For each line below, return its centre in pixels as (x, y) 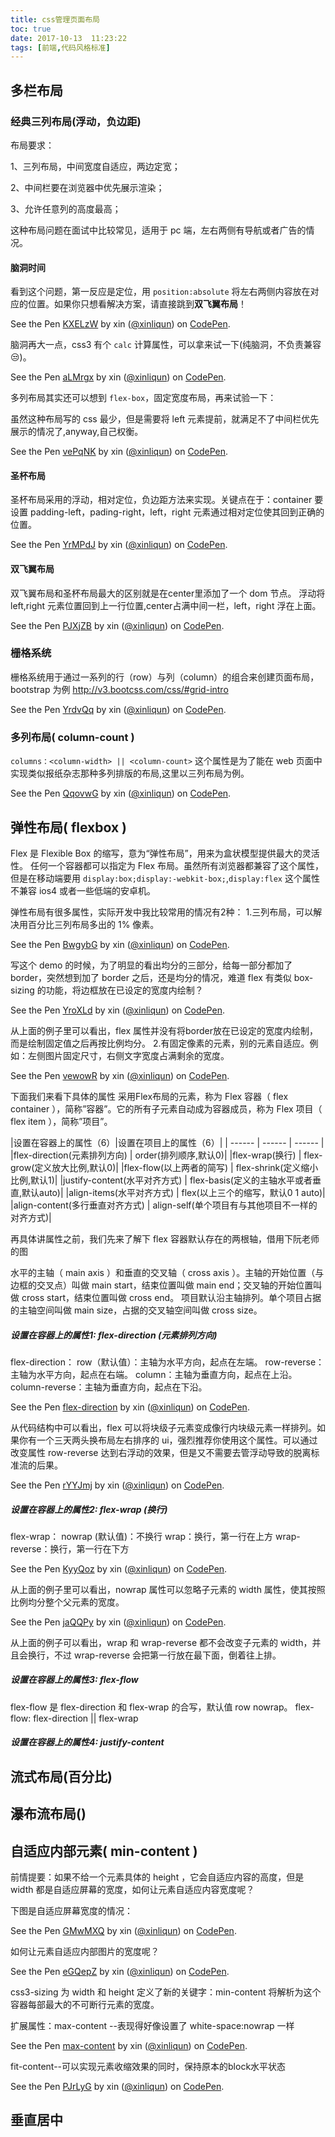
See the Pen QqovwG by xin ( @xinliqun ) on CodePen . (121, 793)
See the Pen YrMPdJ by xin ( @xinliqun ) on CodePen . (119, 545)
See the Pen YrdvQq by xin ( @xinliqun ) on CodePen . (118, 709)
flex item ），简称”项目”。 (61, 1121)
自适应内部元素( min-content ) (104, 1851)
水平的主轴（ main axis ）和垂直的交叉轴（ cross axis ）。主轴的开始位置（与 (167, 1272)
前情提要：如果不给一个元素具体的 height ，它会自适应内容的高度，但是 (157, 1877)
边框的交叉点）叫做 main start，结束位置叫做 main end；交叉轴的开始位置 (162, 1285)
